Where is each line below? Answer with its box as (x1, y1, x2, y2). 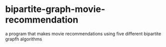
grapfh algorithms (5, 36, 43, 42)
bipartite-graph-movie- (5, 3, 105, 15)
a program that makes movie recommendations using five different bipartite (5, 30, 161, 36)
